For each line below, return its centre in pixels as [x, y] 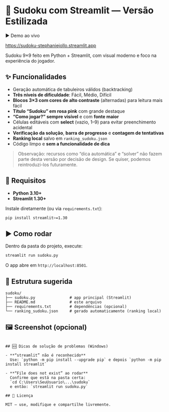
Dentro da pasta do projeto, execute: [44, 246]
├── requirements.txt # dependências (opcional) [66, 306]
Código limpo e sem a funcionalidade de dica [61, 143]
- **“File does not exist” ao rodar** [47, 373]
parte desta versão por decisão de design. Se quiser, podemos [84, 159]
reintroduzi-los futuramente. [48, 164]
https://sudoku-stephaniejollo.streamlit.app [51, 45]
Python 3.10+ [27, 193]
